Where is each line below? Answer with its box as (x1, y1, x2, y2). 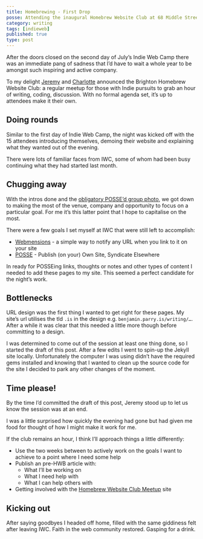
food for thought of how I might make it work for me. (6, 424, 137, 431)
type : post (6, 37, 34, 43)
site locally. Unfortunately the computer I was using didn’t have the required (6, 353, 195, 360)
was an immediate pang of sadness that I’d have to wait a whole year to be (6, 60, 192, 67)
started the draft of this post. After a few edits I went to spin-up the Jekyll (6, 346, 189, 353)
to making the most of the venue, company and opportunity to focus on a (6, 202, 188, 209)
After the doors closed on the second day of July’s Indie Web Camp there (6, 54, 189, 60)
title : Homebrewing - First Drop (6, 8, 91, 15)
